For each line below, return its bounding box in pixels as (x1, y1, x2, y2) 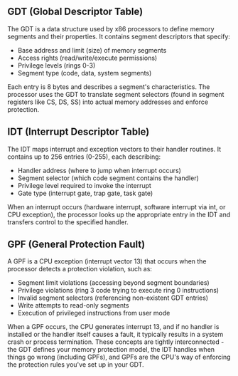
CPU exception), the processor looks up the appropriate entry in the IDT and (7, 210, 231, 219)
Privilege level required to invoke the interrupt (17, 181, 151, 189)
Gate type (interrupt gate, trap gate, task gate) (17, 189, 153, 197)
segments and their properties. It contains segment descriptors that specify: (7, 32, 231, 41)
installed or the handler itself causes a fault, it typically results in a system (7, 330, 224, 339)
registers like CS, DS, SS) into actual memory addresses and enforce (7, 98, 208, 106)
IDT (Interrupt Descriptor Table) (7, 126, 150, 138)
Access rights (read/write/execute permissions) (17, 53, 158, 62)
